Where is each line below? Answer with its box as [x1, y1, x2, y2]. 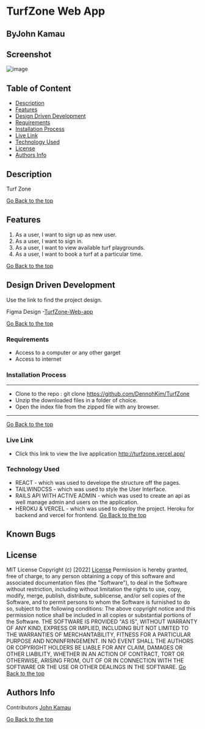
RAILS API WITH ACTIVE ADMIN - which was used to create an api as [15, 491, 190, 499]
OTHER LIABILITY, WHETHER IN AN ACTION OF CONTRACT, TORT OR [6, 650, 184, 658]
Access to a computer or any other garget [15, 349, 121, 356]
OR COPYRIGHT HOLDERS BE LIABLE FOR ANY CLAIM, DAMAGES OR [6, 644, 183, 651]
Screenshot [6, 49, 52, 59]
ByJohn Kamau [6, 29, 65, 39]
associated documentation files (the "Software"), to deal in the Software [6, 579, 188, 587]
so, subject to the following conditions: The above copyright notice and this [6, 605, 196, 612]
